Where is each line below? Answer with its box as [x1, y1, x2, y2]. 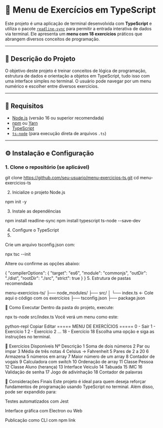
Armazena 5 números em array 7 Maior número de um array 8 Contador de [5, 353, 155, 360]
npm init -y [5, 199, 27, 205]
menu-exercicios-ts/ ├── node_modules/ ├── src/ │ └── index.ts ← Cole [5, 290, 154, 296]
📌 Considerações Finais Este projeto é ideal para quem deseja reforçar [5, 379, 147, 385]
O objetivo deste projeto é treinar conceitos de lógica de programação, [5, 68, 147, 74]
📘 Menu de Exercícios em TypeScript [5, 4, 156, 16]
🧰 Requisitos [5, 102, 44, 110]
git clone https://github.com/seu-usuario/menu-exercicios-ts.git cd [5, 175, 139, 181]
